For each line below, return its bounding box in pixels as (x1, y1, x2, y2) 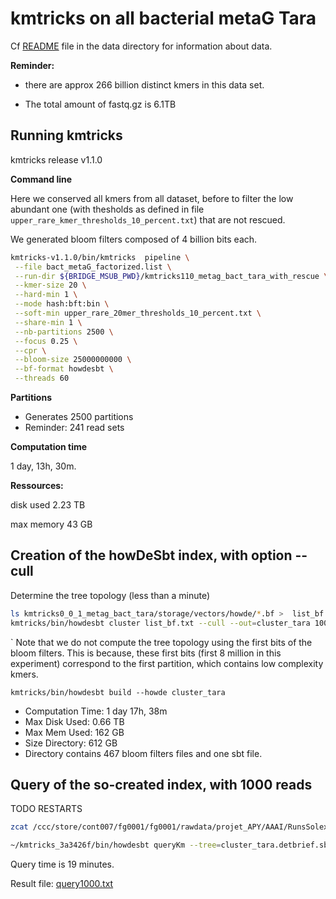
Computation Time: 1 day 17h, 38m (24, 705, 168, 717)
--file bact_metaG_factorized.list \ (14, 262, 172, 272)
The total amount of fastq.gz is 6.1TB (24, 98, 177, 110)
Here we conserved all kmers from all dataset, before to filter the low (10, 192, 294, 204)
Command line (10, 173, 73, 185)
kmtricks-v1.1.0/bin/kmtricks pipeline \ (10, 252, 190, 262)
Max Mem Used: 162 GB (24, 726, 125, 738)
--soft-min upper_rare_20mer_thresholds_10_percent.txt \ (14, 308, 262, 318)
